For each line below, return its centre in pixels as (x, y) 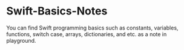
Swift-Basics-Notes (57, 11)
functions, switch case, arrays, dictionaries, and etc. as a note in (87, 34)
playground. (21, 40)
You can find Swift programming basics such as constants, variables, (92, 28)
